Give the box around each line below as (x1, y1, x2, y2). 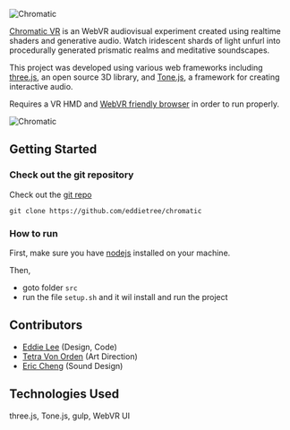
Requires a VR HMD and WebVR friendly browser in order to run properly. (9, 99, 280, 109)
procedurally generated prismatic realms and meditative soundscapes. (9, 45, 270, 56)
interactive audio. (9, 82, 73, 91)
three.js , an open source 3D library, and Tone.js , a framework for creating (9, 72, 280, 82)
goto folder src (21, 282, 78, 293)
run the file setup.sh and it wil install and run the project (21, 291, 228, 302)
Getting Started (9, 142, 98, 157)
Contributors (9, 318, 83, 333)
